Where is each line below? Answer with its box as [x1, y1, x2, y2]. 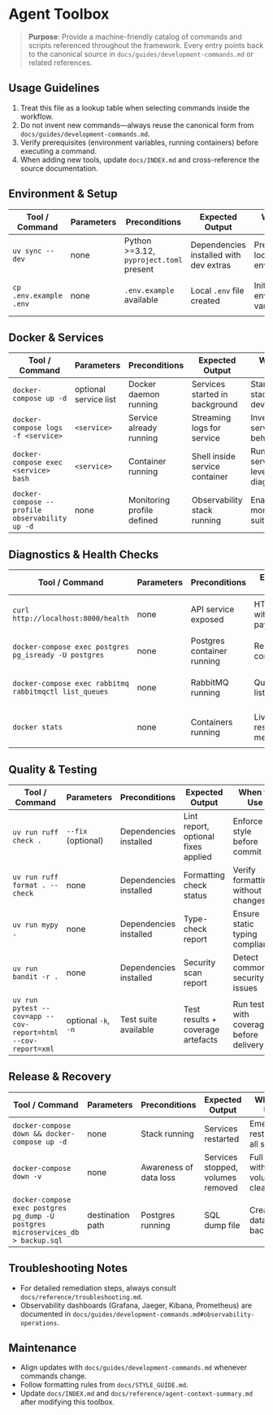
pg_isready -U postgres [12, 651, 105, 660]
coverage [183, 1024, 220, 1035]
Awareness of [141, 1161, 193, 1173]
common [232, 962, 266, 973]
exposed [190, 614, 224, 625]
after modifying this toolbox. [19, 1397, 115, 1407]
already [128, 422, 158, 433]
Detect [232, 952, 258, 963]
